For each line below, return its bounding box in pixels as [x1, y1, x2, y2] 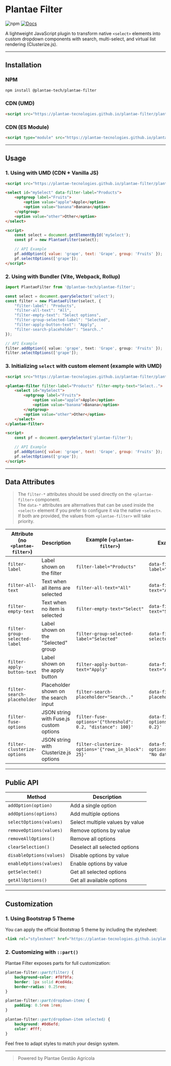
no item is [41, 605, 65, 612]
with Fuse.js [41, 715, 70, 722]
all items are [41, 584, 71, 591]
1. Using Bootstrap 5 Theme [5, 915, 75, 922]
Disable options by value [70, 852, 129, 859]
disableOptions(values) [8, 852, 66, 859]
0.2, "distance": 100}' [76, 724, 134, 730]
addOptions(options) [8, 811, 58, 817]
